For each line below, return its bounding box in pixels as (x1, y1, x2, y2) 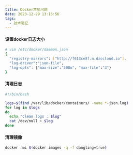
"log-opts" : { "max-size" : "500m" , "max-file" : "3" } (9, 65, 111, 70)
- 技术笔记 (9, 20, 29, 26)
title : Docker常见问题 (5, 7, 48, 12)
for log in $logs (5, 105, 40, 110)
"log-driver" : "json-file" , (9, 61, 64, 66)
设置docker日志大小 (5, 36, 45, 42)
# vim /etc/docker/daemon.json (5, 47, 68, 52)
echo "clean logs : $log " (9, 114, 62, 119)
